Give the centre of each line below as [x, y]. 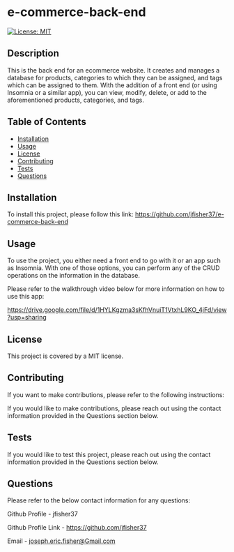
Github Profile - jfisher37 [42, 514]
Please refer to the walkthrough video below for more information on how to [116, 289]
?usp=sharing [27, 318]
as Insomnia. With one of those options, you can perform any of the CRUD [114, 268]
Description [33, 53]
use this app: [26, 297]
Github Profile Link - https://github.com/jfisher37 [77, 528]
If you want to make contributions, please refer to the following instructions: [116, 394]
